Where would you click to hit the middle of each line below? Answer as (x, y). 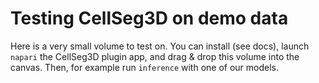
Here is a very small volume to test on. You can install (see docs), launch (160, 46)
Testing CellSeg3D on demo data (149, 18)
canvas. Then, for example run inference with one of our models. (145, 67)
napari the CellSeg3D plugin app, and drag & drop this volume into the (155, 56)
